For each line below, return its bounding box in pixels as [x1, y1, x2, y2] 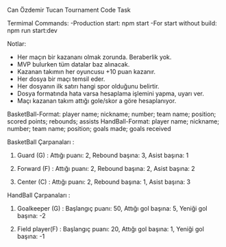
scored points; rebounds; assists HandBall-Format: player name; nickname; [7, 117, 220, 126]
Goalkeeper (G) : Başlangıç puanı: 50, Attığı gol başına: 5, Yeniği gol [16, 204, 208, 212]
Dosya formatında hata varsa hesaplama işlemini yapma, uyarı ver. [16, 89, 204, 97]
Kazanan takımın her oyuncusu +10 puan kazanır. [16, 68, 156, 75]
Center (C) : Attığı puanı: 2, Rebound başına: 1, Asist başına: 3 [16, 178, 190, 186]
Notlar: [7, 40, 27, 47]
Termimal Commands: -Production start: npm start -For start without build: [7, 19, 217, 27]
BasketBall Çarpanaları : [7, 138, 75, 146]
